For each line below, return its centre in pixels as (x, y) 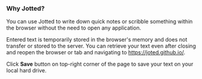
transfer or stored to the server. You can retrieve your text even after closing (101, 46)
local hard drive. (26, 71)
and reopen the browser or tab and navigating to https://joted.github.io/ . (96, 52)
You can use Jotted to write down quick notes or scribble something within (99, 22)
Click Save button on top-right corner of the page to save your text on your (100, 64)
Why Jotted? (26, 8)
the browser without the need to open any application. (74, 28)
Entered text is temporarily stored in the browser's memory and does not (97, 40)
